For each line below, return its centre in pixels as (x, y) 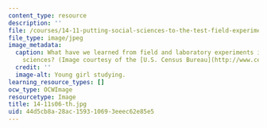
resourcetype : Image (43, 97)
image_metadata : (35, 45)
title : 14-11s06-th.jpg (48, 104)
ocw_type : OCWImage (41, 89)
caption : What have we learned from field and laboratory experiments (135, 52)
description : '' (35, 23)
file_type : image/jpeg (46, 38)
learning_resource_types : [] (56, 82)
